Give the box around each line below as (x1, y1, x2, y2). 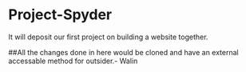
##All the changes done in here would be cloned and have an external (8, 47, 239, 57)
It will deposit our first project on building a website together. (8, 32, 208, 42)
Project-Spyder (8, 6, 113, 24)
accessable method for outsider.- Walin (8, 56, 138, 66)
